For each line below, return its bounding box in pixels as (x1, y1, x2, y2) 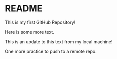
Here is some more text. (5, 29, 55, 35)
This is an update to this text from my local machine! (5, 38, 113, 45)
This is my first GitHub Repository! (5, 19, 76, 25)
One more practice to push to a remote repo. (5, 48, 97, 54)
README (5, 3, 43, 14)
